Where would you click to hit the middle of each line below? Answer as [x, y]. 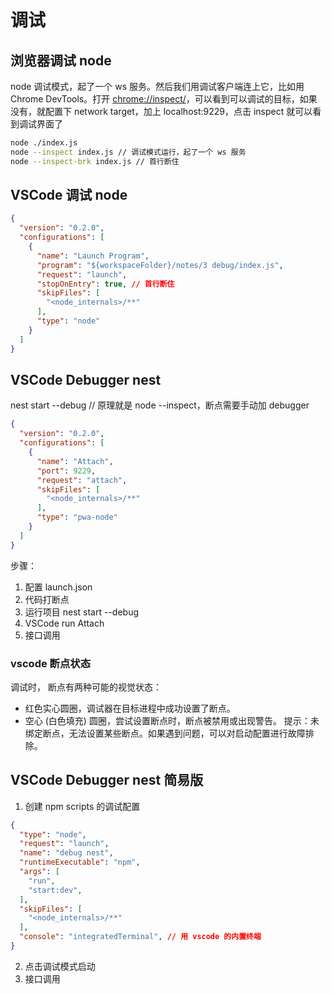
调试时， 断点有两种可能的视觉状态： [86, 687]
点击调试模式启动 [60, 966]
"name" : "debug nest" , [66, 853]
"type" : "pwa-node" [77, 517]
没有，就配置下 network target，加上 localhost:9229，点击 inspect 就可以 [161, 111]
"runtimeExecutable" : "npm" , [80, 862]
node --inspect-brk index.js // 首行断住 [95, 161]
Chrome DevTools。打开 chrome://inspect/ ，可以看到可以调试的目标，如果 [164, 99]
